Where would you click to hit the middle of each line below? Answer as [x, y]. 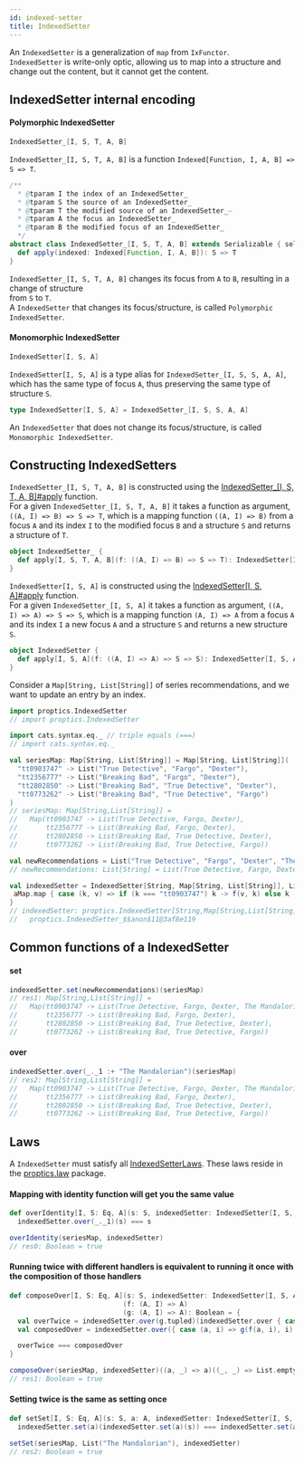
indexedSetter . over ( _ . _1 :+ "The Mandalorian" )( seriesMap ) [123, 1072]
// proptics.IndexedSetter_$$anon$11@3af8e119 [103, 920]
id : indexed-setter [46, 18]
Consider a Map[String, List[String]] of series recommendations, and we [149, 685]
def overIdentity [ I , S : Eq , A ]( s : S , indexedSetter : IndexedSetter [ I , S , [152, 1213]
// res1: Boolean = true [56, 1379]
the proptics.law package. [58, 1173]
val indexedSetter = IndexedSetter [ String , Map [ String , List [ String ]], [147, 886]
